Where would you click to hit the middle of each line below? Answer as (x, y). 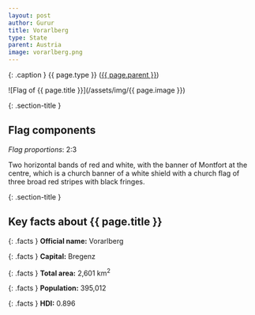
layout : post (30, 15)
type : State (28, 38)
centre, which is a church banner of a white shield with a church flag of (124, 173)
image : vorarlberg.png (45, 52)
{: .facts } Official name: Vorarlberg (66, 241)
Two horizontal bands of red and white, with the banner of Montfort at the (128, 165)
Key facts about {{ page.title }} (85, 222)
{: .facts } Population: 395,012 (57, 288)
